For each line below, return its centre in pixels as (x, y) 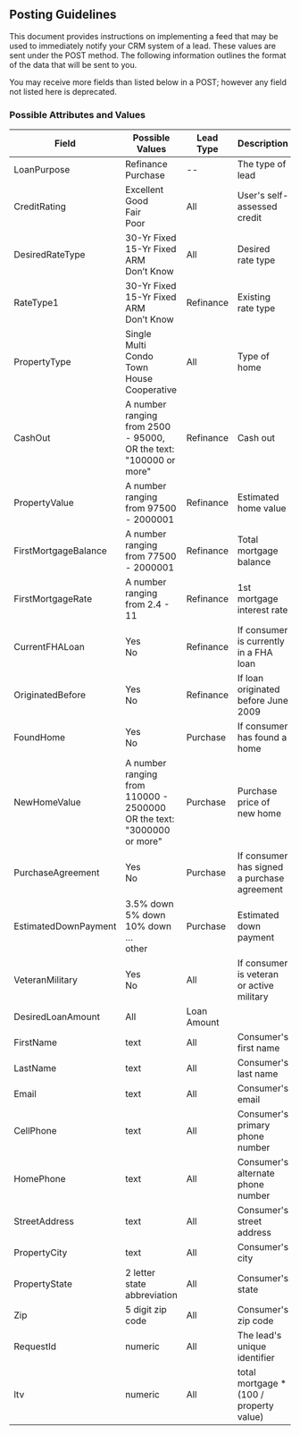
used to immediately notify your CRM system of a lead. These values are (143, 46)
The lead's (259, 1336)
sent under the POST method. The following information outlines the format (148, 55)
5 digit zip (146, 1310)
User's (251, 196)
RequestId (35, 1346)
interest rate (262, 610)
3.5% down (149, 904)
